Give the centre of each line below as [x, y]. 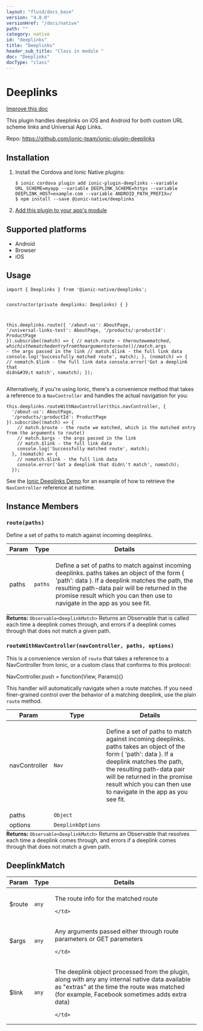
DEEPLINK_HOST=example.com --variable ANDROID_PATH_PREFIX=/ [94, 194]
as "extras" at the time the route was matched [120, 987]
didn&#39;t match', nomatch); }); [50, 372]
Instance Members [42, 507]
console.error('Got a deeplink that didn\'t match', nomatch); [98, 464]
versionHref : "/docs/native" [43, 23]
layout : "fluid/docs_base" [40, 12]
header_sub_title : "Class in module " [55, 51]
